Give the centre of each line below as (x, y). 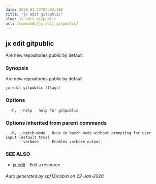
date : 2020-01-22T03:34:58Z (34, 10)
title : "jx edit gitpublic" (34, 14)
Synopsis (17, 68)
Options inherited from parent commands (56, 123)
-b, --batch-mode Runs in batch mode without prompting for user (81, 133)
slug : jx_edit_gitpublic (31, 19)
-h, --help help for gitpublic (44, 110)
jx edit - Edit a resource (36, 165)
